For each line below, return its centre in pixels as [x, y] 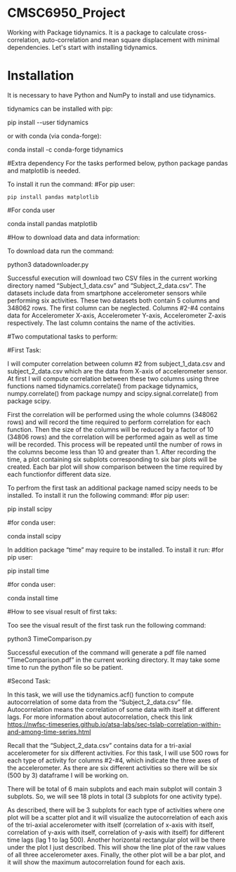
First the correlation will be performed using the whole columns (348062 [112, 414]
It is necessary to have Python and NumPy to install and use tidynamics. [112, 95]
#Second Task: [29, 681]
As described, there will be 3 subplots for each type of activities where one [116, 810]
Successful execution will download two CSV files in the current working [112, 278]
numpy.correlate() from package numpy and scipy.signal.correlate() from [113, 393]
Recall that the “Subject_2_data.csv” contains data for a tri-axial [99, 745]
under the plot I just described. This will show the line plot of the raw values [117, 847]
